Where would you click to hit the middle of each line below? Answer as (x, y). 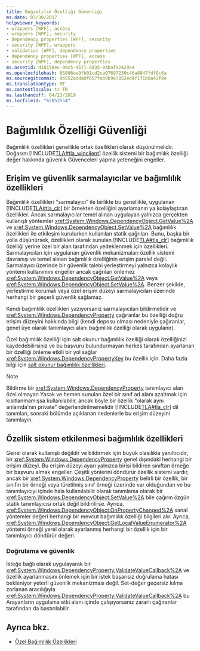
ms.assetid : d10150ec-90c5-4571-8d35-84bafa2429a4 (70, 67)
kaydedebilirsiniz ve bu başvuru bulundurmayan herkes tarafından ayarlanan (100, 346)
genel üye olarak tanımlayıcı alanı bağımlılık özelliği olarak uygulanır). (91, 328)
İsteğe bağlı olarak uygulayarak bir (49, 564)
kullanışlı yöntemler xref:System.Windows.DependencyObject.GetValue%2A (100, 221)
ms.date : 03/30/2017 (32, 17)
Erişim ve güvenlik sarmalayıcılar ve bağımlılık (94, 178)
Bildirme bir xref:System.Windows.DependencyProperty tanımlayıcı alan (95, 388)
